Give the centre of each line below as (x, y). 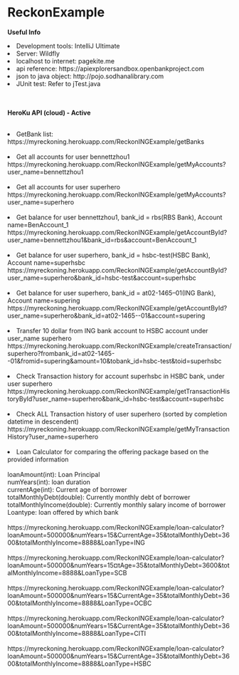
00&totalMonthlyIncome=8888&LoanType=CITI (77, 633)
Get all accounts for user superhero (69, 187)
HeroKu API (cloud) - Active (49, 112)
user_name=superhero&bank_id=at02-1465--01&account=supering (106, 315)
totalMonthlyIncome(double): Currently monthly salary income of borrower (117, 504)
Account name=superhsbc (47, 262)
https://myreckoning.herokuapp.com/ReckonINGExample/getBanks (106, 141)
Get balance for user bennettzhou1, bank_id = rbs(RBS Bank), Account (119, 217)
